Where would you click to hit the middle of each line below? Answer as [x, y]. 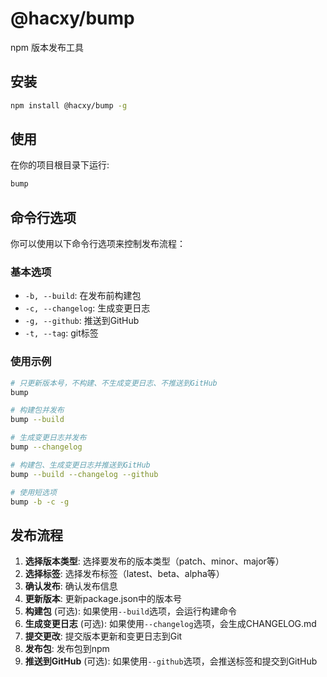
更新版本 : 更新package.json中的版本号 [103, 599]
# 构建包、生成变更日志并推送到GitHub [80, 465]
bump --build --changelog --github [84, 474]
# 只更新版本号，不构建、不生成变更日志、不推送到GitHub [114, 383]
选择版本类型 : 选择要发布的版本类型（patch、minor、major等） [154, 561]
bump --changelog [46, 447]
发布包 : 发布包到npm [67, 649]
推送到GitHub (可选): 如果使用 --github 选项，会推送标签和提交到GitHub [171, 661]
